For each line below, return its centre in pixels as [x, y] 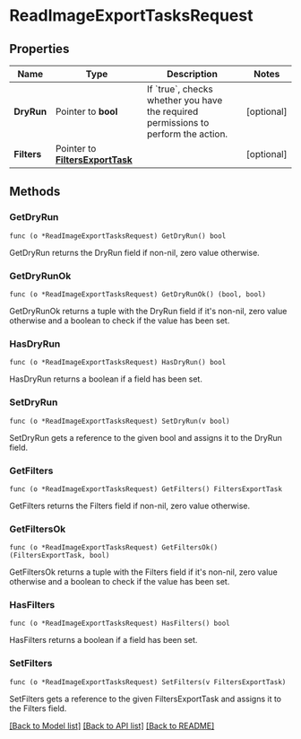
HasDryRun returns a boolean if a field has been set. [106, 379]
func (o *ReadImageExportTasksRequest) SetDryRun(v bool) [120, 421]
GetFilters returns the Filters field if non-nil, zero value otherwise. [130, 506]
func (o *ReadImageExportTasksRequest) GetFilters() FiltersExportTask [146, 489]
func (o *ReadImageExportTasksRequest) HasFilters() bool [120, 624]
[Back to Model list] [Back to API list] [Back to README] [112, 726]
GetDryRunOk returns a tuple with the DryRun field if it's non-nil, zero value [148, 311]
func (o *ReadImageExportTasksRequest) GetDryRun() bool [118, 236]
